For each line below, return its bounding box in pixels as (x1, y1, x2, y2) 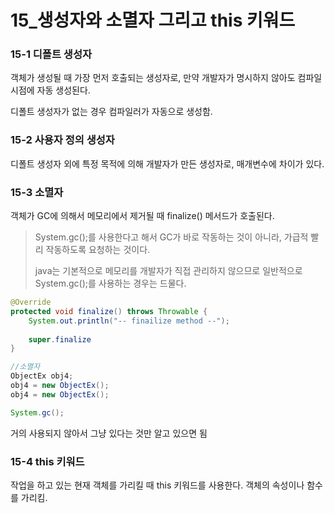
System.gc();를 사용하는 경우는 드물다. (34, 277, 187, 290)
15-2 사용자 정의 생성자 (10, 133, 115, 147)
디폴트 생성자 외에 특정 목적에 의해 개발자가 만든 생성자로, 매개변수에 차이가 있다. (10, 157, 325, 170)
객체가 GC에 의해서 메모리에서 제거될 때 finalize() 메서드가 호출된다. (10, 210, 275, 222)
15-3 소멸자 (10, 185, 64, 199)
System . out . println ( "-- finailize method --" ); (28, 316, 230, 326)
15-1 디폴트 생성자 (10, 47, 92, 61)
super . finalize (28, 334, 92, 345)
